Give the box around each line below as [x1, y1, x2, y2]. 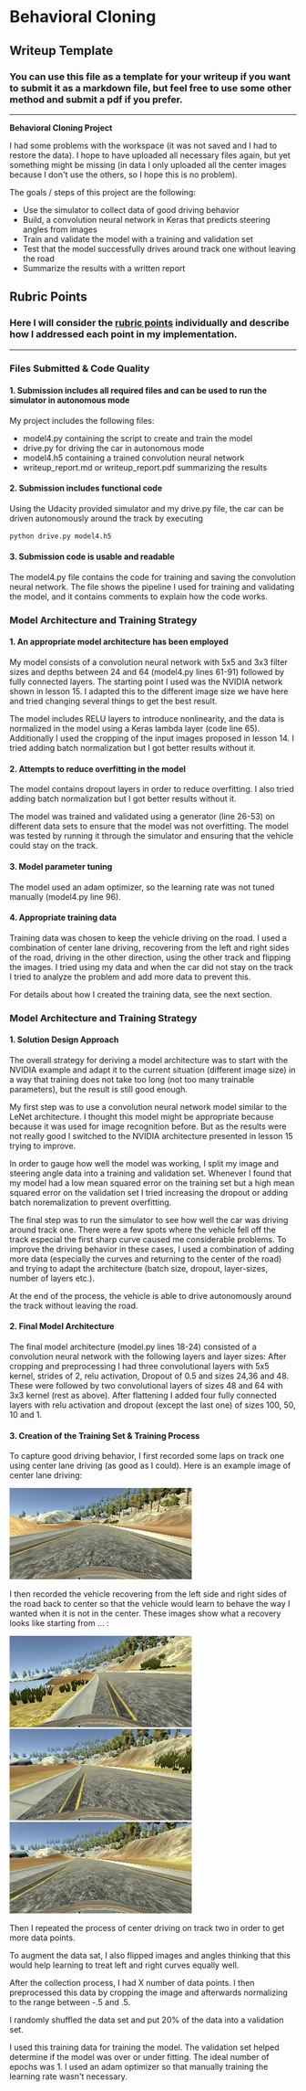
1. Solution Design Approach [9, 1034, 119, 1045]
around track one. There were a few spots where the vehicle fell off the [9, 1224, 276, 1235]
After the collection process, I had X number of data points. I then [9, 1978, 255, 1989]
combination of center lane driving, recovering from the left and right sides [9, 942, 290, 953]
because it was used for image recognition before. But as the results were [9, 1121, 287, 1132]
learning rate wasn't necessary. [9, 2071, 127, 2082]
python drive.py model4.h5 [9, 532, 112, 541]
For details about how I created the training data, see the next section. [9, 988, 272, 999]
